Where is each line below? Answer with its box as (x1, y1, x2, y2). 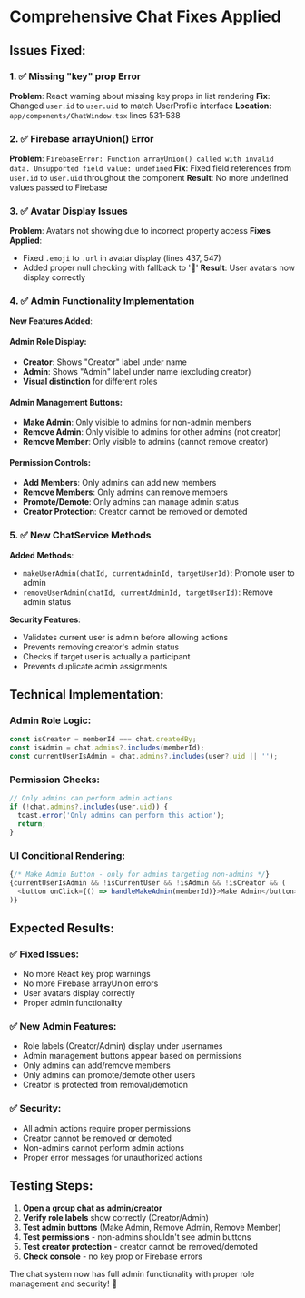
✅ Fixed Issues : (9, 948, 80, 961)
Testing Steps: (9, 1178, 93, 1193)
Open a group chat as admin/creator (22, 1202, 162, 1213)
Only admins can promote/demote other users (22, 1070, 196, 1081)
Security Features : (9, 614, 82, 625)
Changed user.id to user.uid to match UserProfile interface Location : (9, 100, 272, 111)
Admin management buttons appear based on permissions (22, 1051, 242, 1062)
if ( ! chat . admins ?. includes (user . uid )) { (9, 802, 169, 811)
